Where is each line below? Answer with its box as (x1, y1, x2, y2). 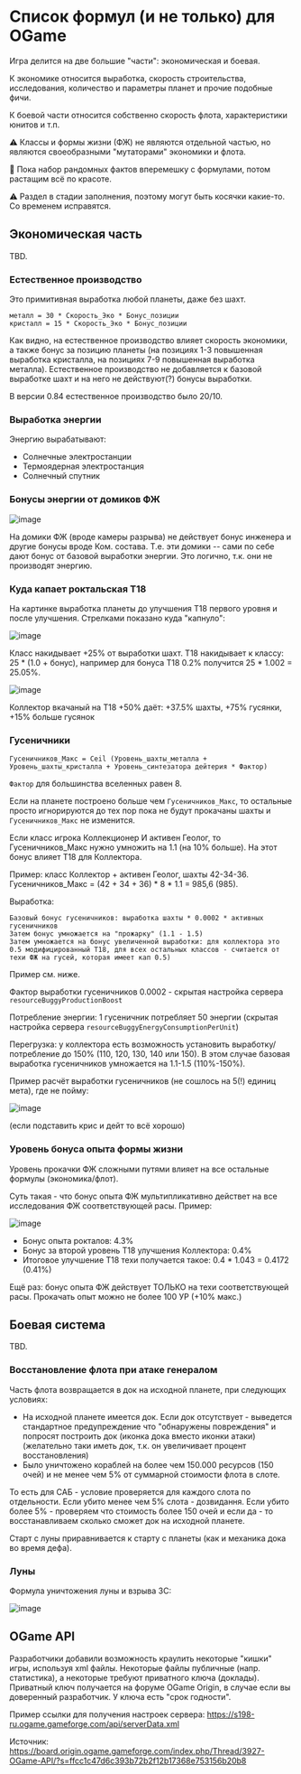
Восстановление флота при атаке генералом (9, 1364, 218, 1377)
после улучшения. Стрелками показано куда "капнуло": (9, 612, 225, 623)
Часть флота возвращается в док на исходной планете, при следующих (9, 1384, 287, 1395)
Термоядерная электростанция (22, 461, 144, 472)
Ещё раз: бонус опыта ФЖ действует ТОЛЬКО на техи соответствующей (9, 1281, 289, 1293)
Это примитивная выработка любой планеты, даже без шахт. (9, 294, 246, 304)
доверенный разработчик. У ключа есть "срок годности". (9, 1691, 232, 1702)
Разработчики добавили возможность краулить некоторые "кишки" (9, 1653, 272, 1664)
